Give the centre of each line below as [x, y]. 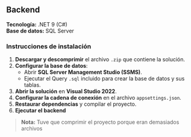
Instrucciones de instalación [49, 46]
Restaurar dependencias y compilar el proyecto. [76, 104]
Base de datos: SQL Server [40, 31]
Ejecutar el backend [40, 111]
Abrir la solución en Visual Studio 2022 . [66, 91]
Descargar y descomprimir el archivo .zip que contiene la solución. [100, 59]
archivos [32, 129]
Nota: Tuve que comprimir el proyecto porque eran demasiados [100, 122]
